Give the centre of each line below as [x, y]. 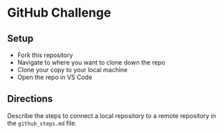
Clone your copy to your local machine [72, 70]
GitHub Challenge [59, 13]
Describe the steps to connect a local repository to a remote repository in [112, 115]
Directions [30, 99]
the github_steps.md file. [42, 123]
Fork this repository [45, 55]
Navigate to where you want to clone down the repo [91, 62]
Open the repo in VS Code [55, 77]
